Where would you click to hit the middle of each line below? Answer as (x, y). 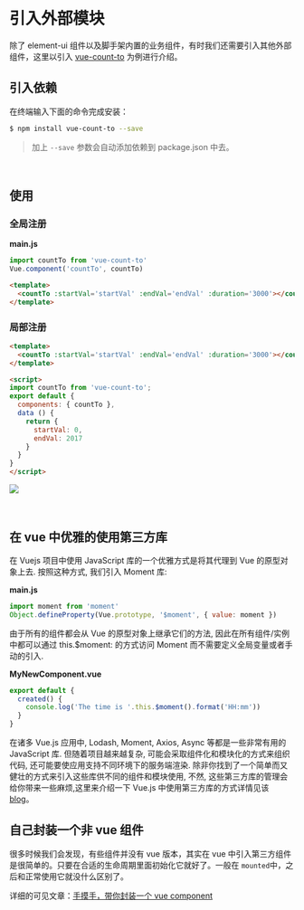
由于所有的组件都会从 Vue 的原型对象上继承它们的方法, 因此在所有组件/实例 (149, 633)
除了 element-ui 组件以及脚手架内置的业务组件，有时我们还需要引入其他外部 (151, 45)
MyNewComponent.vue (56, 674)
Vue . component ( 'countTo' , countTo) (76, 269)
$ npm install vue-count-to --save (76, 128)
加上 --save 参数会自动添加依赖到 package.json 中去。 (133, 147)
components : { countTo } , (66, 405)
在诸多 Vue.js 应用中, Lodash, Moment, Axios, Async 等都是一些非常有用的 (148, 743)
